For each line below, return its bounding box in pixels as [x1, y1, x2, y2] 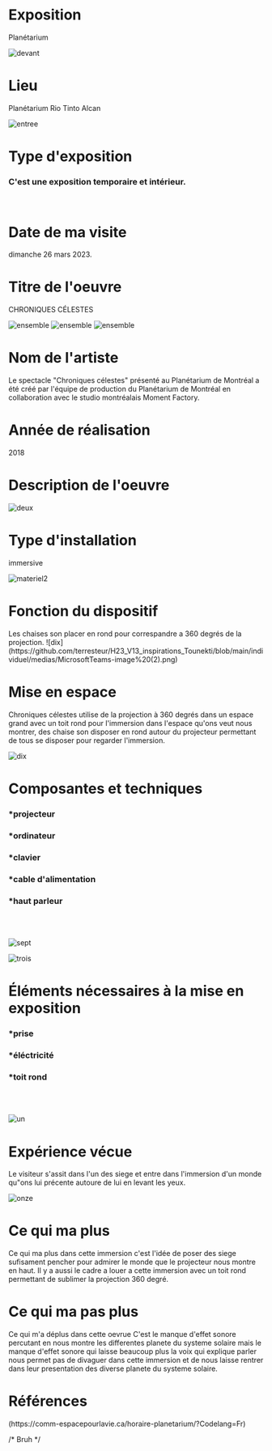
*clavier [8, 851, 41, 863]
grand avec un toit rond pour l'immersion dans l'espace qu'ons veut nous [8, 718, 253, 728]
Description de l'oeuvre [8, 476, 170, 494]
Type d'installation [8, 532, 138, 549]
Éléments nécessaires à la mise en [8, 982, 244, 1000]
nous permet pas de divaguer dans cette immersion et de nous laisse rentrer [8, 1356, 264, 1365]
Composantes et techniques [8, 779, 203, 798]
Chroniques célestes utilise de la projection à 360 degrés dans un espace [8, 710, 254, 719]
